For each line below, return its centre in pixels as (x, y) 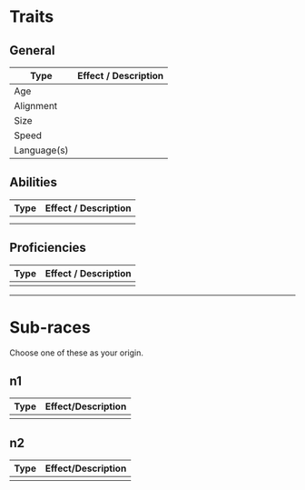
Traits (32, 17)
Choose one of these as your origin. (76, 353)
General (33, 50)
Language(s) (41, 150)
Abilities (33, 182)
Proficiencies (48, 248)
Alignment (36, 106)
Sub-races (50, 327)
